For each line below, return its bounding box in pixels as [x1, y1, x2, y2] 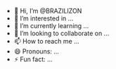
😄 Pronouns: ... [13, 47, 60, 56]
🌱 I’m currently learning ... [13, 22, 89, 30]
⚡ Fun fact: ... [13, 55, 53, 63]
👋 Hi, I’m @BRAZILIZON [13, 7, 82, 15]
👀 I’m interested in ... [13, 14, 74, 23]
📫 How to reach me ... [13, 37, 79, 45]
